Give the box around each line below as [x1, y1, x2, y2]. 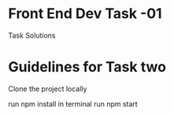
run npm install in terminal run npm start [8, 99, 138, 108]
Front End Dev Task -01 [8, 5, 163, 23]
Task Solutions [8, 31, 56, 40]
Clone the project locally [8, 84, 87, 93]
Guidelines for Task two [8, 58, 167, 76]
